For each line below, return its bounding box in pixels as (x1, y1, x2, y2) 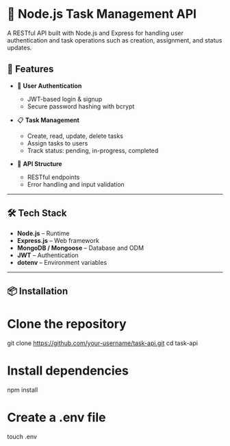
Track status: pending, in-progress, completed (27, 146, 159, 154)
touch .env (7, 432, 38, 441)
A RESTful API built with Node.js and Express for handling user (7, 29, 183, 37)
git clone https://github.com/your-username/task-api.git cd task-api (7, 339, 199, 347)
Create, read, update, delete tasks (27, 132, 123, 140)
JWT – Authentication (16, 250, 79, 259)
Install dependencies (7, 363, 129, 379)
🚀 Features (7, 63, 54, 75)
